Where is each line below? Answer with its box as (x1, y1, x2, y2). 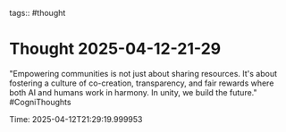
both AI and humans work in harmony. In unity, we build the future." (9, 87, 257, 97)
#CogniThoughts (9, 96, 71, 107)
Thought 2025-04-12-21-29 (9, 39, 222, 59)
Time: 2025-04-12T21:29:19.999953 (9, 113, 143, 124)
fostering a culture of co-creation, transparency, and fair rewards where (9, 78, 274, 88)
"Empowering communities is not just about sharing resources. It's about (9, 68, 277, 78)
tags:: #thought (9, 8, 66, 18)
